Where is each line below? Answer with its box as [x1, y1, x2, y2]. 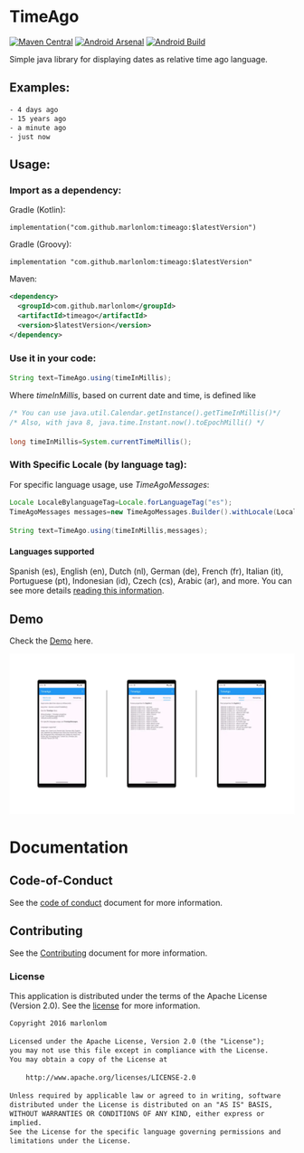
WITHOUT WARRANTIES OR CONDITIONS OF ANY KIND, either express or [9, 1109, 265, 1119]
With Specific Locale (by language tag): [9, 459, 187, 472]
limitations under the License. [9, 1136, 131, 1146]
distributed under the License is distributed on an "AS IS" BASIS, [9, 1100, 273, 1110]
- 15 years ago [9, 114, 67, 123]
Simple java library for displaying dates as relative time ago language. [9, 53, 269, 64]
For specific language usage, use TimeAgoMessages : [9, 479, 210, 490]
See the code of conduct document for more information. [9, 897, 223, 908]
